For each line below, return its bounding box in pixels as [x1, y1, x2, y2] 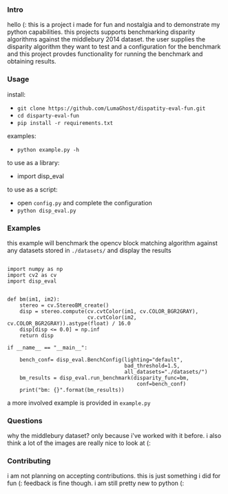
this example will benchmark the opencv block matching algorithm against [7, 238, 218, 247]
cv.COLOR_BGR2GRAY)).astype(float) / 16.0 [7, 320, 131, 327]
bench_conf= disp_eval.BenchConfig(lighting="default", [19, 356, 184, 363]
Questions [7, 416, 43, 426]
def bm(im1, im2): [7, 296, 60, 303]
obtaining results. [7, 57, 56, 66]
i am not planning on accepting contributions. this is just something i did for [7, 472, 221, 480]
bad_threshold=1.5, [124, 362, 180, 369]
